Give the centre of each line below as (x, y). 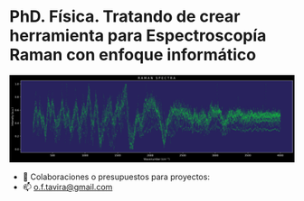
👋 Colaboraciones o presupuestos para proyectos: (116, 177)
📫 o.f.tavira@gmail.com (67, 187)
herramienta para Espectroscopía (138, 36)
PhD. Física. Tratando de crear (125, 17)
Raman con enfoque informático (133, 55)
